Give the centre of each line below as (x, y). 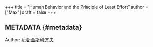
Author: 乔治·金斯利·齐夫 (29, 39)
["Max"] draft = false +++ (31, 12)
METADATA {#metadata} (44, 27)
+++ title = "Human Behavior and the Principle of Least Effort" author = (76, 7)
